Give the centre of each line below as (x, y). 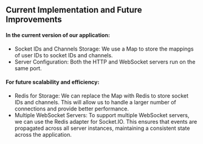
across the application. (43, 134)
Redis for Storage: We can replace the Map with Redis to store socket (101, 95)
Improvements (34, 20)
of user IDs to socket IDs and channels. (64, 55)
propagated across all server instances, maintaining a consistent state (102, 128)
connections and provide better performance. (71, 109)
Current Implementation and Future (74, 10)
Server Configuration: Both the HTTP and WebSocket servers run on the (105, 62)
